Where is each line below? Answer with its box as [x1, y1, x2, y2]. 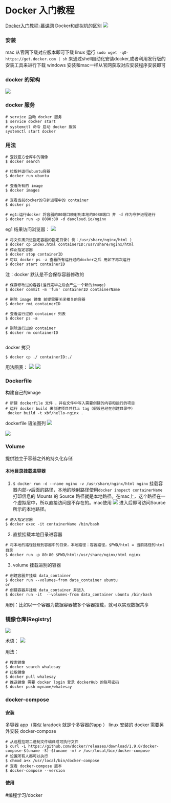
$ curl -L [5, 744, 27, 749]
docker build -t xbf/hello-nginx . [7, 411, 83, 416]
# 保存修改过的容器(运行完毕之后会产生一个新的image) [5, 283, 106, 288]
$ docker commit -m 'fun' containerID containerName [5, 287, 120, 292]
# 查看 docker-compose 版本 [5, 764, 62, 769]
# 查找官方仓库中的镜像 [5, 155, 49, 160]
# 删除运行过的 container [5, 326, 56, 331]
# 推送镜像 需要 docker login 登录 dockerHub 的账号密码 [5, 680, 119, 685]
